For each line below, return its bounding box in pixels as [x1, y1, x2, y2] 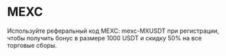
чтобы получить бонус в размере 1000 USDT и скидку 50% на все [7, 33, 202, 42]
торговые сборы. [7, 41, 57, 49]
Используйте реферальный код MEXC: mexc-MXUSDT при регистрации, [7, 27, 220, 35]
